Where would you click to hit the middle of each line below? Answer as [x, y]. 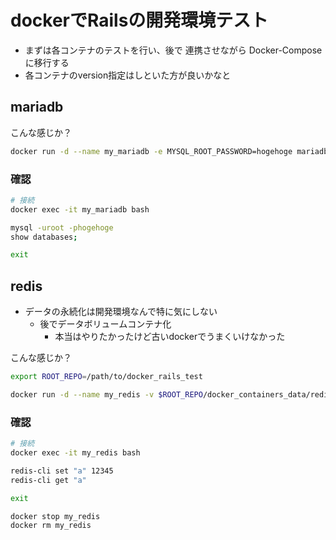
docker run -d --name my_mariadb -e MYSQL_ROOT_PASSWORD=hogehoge [151, 151]
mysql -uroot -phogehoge [62, 227]
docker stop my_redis [55, 516]
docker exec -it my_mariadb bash [80, 209]
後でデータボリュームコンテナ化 [105, 324]
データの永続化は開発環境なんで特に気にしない [121, 312]
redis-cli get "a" [48, 480]
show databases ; [44, 237]
